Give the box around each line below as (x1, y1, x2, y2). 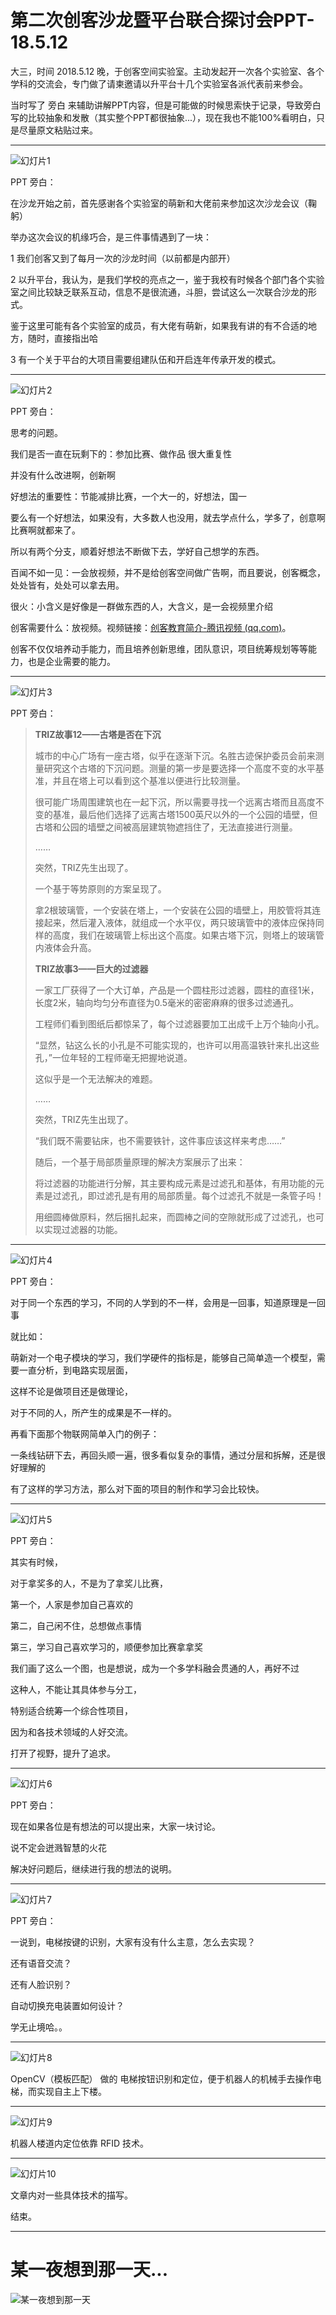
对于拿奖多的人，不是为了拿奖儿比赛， (10, 1577, 168, 1589)
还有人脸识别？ (10, 1978, 72, 1990)
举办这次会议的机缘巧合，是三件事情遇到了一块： (10, 231, 212, 243)
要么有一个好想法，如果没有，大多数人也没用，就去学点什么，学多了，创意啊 (10, 511, 326, 523)
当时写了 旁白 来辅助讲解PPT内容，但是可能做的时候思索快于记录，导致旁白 (10, 99, 322, 111)
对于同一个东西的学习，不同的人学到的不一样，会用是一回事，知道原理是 (10, 1296, 308, 1308)
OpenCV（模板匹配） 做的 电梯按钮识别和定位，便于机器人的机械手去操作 (10, 2072, 313, 2085)
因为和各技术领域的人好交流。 (10, 1726, 133, 1738)
